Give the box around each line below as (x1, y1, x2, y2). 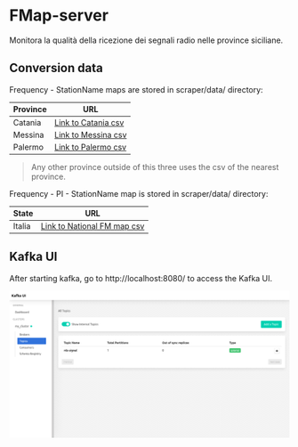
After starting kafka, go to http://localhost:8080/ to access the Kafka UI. (9, 272, 273, 283)
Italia (12, 221, 31, 232)
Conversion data (9, 61, 104, 76)
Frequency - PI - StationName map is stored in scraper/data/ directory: (9, 188, 269, 199)
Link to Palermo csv (54, 142, 127, 152)
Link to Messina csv (54, 129, 127, 140)
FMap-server (9, 5, 109, 26)
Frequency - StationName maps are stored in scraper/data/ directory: (9, 84, 264, 94)
